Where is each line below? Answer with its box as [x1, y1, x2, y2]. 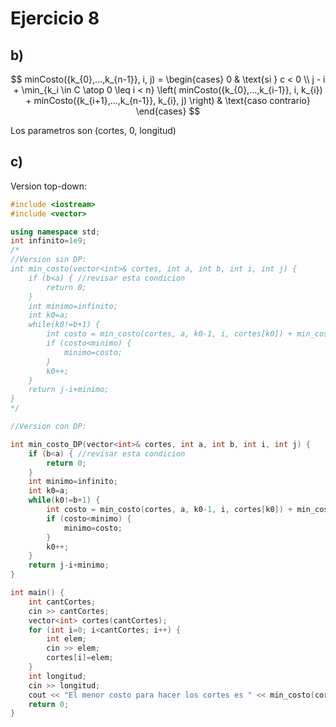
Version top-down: [10, 180, 88, 192]
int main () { [10, 588, 65, 598]
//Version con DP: [10, 422, 87, 432]
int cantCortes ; [28, 597, 97, 607]
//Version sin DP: [10, 255, 87, 265]
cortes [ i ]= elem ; [46, 653, 114, 663]
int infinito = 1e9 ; [10, 236, 87, 246]
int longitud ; [28, 671, 87, 681]
